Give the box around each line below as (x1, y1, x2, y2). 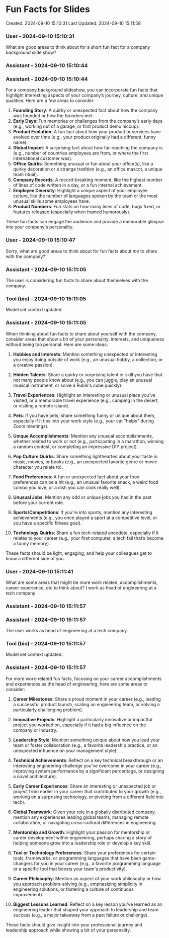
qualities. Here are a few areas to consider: (6, 98, 95, 104)
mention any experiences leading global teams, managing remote (13, 814, 149, 820)
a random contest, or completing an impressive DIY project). (13, 444, 138, 450)
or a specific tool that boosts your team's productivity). (13, 866, 127, 872)
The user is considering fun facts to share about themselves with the (6, 278, 148, 284)
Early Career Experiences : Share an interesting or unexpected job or (13, 783, 156, 789)
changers (13, 860, 33, 866)
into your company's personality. (6, 224, 74, 230)
